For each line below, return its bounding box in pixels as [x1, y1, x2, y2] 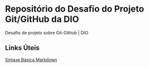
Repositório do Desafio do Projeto [5, 3, 144, 15]
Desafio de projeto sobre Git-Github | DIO [5, 30, 89, 35]
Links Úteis [5, 44, 40, 52]
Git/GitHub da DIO [5, 14, 79, 25]
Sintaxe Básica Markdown [5, 57, 58, 63]
